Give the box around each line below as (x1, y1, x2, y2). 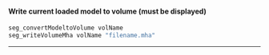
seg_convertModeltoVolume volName (8, 24, 124, 32)
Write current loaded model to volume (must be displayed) (8, 6, 207, 16)
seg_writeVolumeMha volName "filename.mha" (8, 32, 156, 40)
